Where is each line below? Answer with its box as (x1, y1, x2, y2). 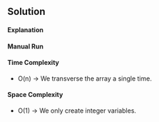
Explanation (7, 25, 44, 34)
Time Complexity (7, 59, 59, 67)
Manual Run (7, 42, 44, 51)
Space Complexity (7, 91, 63, 99)
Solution (7, 6, 46, 18)
